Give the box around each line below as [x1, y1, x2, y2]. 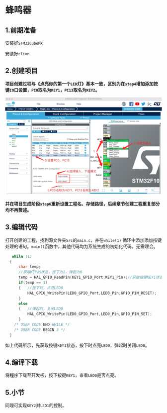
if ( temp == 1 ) [18, 280, 48, 285]
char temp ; [18, 264, 41, 269]
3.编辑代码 [5, 223, 38, 231]
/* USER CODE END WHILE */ [14, 322, 70, 327]
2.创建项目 [5, 67, 38, 75]
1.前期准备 [5, 26, 37, 34]
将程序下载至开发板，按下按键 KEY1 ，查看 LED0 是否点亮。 [5, 372, 119, 378]
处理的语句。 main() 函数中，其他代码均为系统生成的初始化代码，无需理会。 [5, 243, 158, 249]
